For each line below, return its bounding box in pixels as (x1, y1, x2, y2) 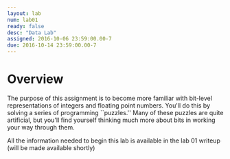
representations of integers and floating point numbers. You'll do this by (7, 101, 211, 110)
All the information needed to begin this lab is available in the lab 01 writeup (7, 136, 221, 145)
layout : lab (7, 10, 41, 17)
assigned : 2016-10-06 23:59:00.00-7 (7, 36, 112, 42)
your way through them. (7, 123, 76, 131)
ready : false (7, 23, 45, 29)
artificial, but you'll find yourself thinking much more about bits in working (7, 116, 216, 124)
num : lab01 (7, 16, 38, 23)
